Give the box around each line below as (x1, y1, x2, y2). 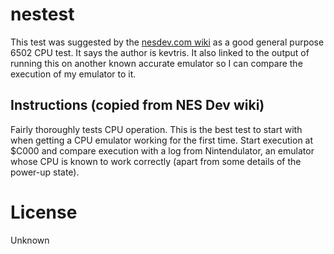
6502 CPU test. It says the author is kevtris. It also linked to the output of (10, 46, 310, 58)
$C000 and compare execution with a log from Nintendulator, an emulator (10, 144, 315, 157)
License (10, 201, 78, 223)
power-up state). (10, 166, 80, 178)
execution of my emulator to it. (10, 68, 137, 80)
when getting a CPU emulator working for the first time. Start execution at (10, 134, 314, 146)
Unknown (10, 234, 50, 246)
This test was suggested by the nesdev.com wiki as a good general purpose (10, 36, 325, 48)
